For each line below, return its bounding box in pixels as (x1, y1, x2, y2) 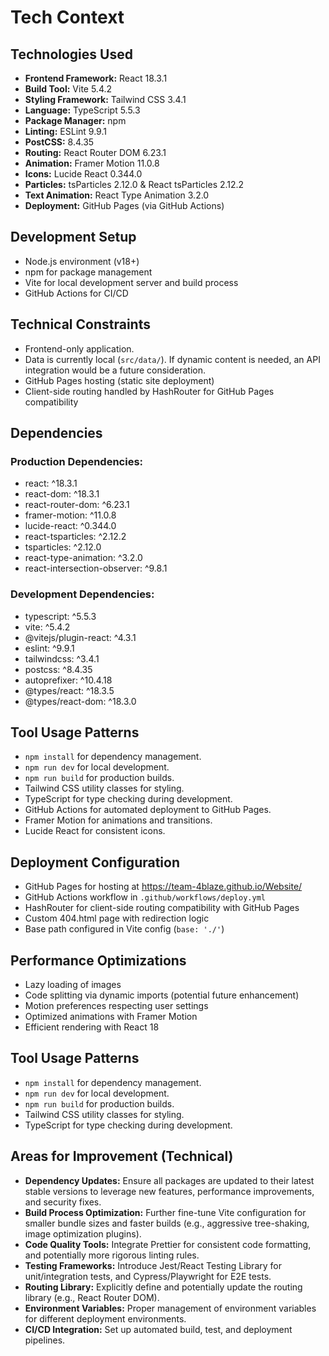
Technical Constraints (10, 316, 151, 333)
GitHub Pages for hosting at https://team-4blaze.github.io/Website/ (24, 881, 303, 893)
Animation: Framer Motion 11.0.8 (24, 157, 160, 169)
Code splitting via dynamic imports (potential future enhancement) (24, 989, 300, 1001)
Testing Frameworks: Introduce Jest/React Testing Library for (24, 1259, 282, 1271)
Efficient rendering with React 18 (24, 1021, 160, 1033)
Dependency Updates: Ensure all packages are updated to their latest (24, 1174, 315, 1186)
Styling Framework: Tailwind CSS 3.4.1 (24, 94, 187, 105)
